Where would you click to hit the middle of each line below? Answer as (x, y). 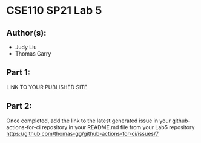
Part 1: (18, 73)
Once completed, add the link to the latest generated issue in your (89, 121)
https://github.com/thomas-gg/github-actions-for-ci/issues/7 (83, 133)
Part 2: (19, 106)
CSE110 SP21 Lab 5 (54, 11)
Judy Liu (26, 47)
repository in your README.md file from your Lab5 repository (118, 127)
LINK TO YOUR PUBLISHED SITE (47, 87)
